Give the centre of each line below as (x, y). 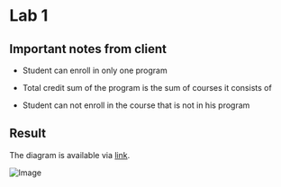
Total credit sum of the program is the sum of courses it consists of (147, 88)
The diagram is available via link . (70, 155)
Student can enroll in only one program (95, 70)
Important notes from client (88, 49)
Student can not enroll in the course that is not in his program (136, 105)
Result (28, 134)
